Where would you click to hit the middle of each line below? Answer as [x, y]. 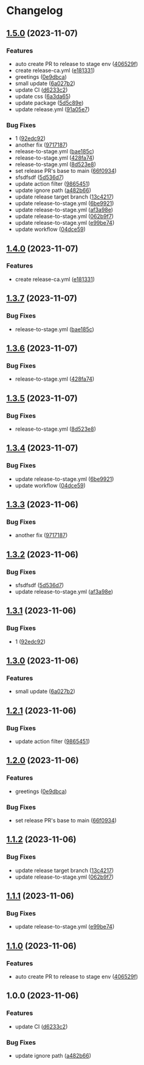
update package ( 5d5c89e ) [49, 103]
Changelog [35, 11]
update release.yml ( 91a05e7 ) [52, 109]
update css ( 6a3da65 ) [43, 96]
